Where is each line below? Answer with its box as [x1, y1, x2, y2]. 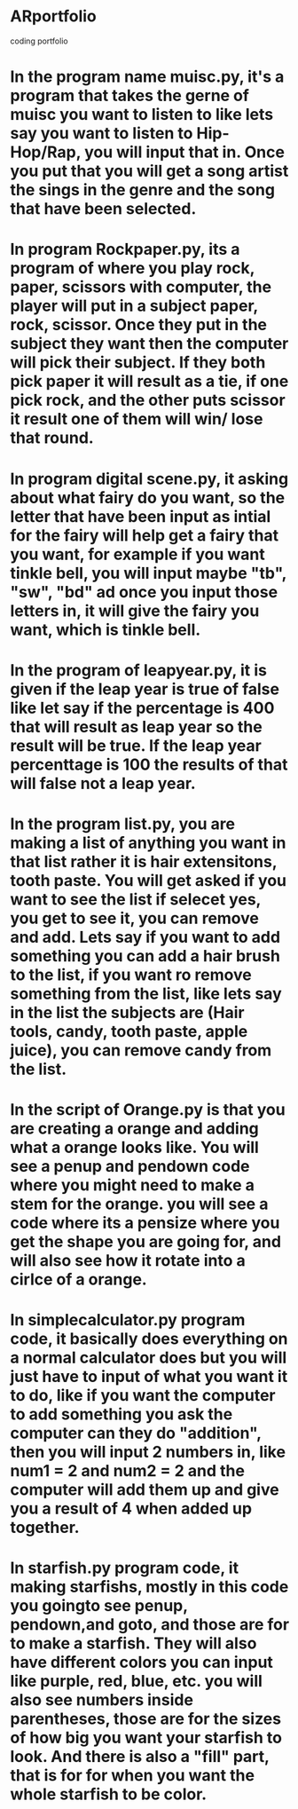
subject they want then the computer [10, 334, 289, 354]
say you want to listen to [10, 123, 193, 144]
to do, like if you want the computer [10, 1386, 276, 1406]
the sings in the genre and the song [10, 180, 276, 201]
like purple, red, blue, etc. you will [10, 1671, 263, 1692]
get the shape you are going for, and [10, 1232, 282, 1252]
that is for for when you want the [10, 1766, 255, 1786]
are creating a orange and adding [10, 1118, 260, 1139]
